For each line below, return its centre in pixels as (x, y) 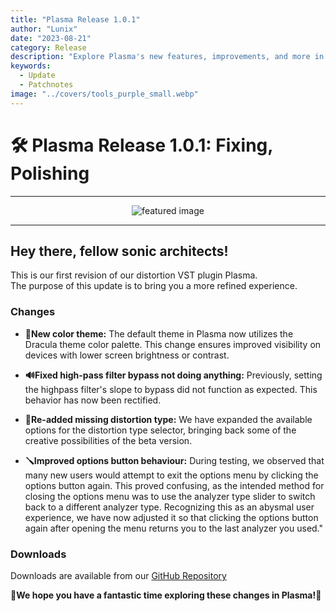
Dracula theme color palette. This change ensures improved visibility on (173, 344)
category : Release (48, 47)
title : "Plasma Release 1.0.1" (75, 19)
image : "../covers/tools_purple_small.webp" (104, 94)
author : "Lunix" (44, 29)
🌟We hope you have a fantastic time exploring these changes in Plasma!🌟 (166, 595)
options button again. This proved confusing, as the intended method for (174, 485)
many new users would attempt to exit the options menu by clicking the (171, 475)
